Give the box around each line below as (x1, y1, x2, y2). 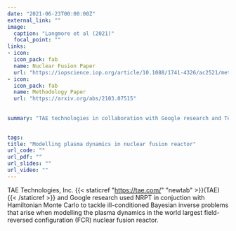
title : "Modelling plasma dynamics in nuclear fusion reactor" (7, 140, 197, 147)
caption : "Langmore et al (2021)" (13, 29, 114, 37)
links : (7, 43, 27, 50)
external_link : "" (7, 17, 61, 24)
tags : (7, 134, 23, 141)
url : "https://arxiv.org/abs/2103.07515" (13, 95, 137, 103)
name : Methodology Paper (13, 88, 86, 95)
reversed (7, 216, 34, 224)
